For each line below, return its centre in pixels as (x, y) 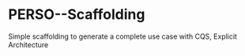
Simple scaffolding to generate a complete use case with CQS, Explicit (122, 36)
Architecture (28, 44)
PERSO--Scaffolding (77, 15)
